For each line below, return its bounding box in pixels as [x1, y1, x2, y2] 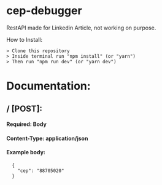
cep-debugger [6, 4, 82, 18]
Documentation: [6, 79, 91, 93]
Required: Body [6, 120, 47, 128]
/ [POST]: [6, 103, 43, 114]
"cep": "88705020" [17, 167, 64, 174]
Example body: [6, 149, 46, 156]
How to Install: [6, 36, 43, 43]
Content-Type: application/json [6, 135, 88, 142]
